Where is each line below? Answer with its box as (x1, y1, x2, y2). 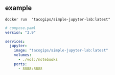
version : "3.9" (5, 30, 36, 35)
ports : (14, 61, 27, 67)
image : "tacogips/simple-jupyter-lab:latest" (14, 48, 109, 53)
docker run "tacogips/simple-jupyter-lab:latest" (5, 17, 111, 22)
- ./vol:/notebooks (18, 57, 58, 62)
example (5, 4, 32, 12)
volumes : (14, 52, 32, 58)
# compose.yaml (5, 25, 36, 30)
